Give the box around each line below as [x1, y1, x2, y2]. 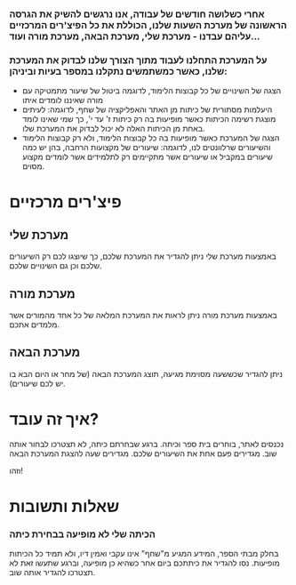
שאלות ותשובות [9, 496, 120, 517]
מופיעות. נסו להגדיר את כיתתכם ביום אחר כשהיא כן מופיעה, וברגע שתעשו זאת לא [9, 557, 280, 568]
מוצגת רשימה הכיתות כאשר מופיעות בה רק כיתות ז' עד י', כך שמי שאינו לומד [21, 114, 276, 124]
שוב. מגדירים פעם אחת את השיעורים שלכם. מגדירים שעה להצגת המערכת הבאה [9, 448, 277, 459]
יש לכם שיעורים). [9, 378, 66, 389]
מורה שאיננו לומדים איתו [21, 95, 104, 106]
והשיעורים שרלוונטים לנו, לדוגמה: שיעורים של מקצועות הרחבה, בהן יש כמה [21, 142, 271, 153]
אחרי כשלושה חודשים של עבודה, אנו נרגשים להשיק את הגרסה [9, 8, 265, 20]
